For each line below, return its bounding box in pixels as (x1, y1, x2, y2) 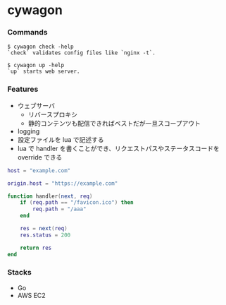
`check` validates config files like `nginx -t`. (7, 49, 156, 56)
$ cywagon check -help (7, 43, 74, 51)
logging (17, 126, 40, 136)
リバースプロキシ (27, 110, 77, 119)
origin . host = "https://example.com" (7, 179, 118, 187)
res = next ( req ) (20, 225, 68, 232)
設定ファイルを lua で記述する (17, 135, 104, 143)
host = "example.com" (7, 167, 71, 174)
